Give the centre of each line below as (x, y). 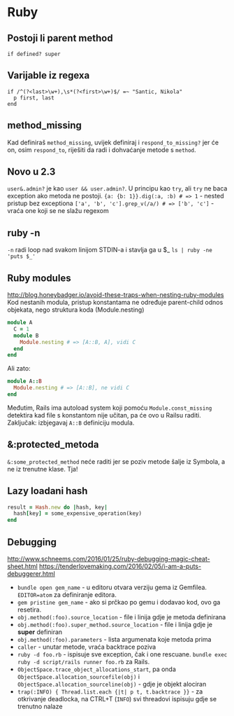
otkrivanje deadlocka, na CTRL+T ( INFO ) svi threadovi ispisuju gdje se (117, 699)
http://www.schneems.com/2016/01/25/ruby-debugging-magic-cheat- (109, 559)
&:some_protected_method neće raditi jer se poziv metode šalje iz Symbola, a (116, 461)
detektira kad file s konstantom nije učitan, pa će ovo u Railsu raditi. (104, 415)
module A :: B (24, 381)
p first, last (34, 98)
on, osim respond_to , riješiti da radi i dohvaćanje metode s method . (102, 150)
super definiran (40, 632)
